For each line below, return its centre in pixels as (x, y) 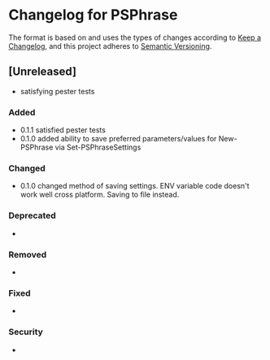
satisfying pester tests (57, 91)
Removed (28, 254)
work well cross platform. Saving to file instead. (100, 195)
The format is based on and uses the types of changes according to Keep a (135, 37)
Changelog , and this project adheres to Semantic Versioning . (110, 46)
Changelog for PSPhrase (93, 15)
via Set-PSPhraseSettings (98, 147)
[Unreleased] (43, 72)
